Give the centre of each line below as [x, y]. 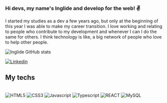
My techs [20, 77]
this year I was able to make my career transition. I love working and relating [84, 26]
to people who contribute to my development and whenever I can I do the [81, 31]
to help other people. [27, 42]
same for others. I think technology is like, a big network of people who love [83, 37]
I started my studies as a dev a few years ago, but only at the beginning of [82, 21]
